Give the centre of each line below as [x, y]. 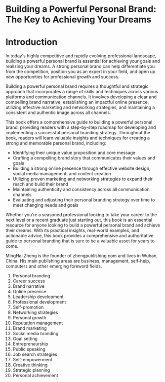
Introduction [32, 42]
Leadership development [38, 297]
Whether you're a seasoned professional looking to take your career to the [81, 215]
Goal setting [25, 339]
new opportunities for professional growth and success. [62, 77]
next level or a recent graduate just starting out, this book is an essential [79, 220]
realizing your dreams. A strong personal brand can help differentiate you [80, 66]
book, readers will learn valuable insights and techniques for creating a [78, 138]
